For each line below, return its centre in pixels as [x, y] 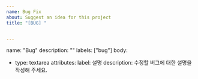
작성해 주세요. [31, 70]
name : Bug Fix [24, 12]
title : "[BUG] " [26, 23]
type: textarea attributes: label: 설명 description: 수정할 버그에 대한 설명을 [103, 63]
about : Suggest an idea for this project [59, 17]
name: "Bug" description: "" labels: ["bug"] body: [67, 50]
